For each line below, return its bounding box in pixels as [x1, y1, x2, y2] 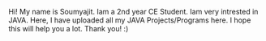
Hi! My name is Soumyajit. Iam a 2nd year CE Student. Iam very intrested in [8, 7, 259, 16]
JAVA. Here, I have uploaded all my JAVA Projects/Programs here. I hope [8, 15, 251, 25]
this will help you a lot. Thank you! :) [8, 24, 129, 33]
